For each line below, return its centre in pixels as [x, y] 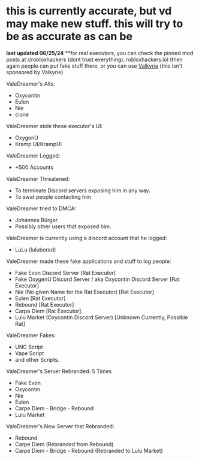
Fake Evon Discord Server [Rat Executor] [65, 273]
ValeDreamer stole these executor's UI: [55, 126]
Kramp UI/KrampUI [38, 144]
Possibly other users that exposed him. [63, 226]
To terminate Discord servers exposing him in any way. [83, 190]
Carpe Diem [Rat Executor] [48, 311]
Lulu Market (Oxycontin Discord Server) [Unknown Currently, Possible [101, 317]
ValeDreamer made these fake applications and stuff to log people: [89, 261]
